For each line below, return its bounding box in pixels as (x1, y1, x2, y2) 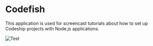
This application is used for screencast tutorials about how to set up (5, 20, 148, 26)
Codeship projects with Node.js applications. (5, 25, 99, 31)
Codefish (5, 4, 45, 15)
